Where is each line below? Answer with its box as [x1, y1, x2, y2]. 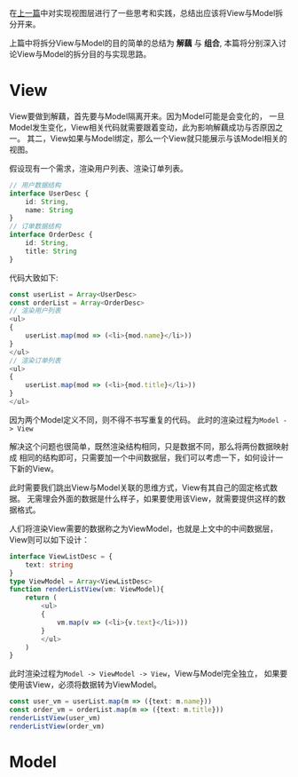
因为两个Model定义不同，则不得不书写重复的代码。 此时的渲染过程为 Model [9, 414, 279, 424]
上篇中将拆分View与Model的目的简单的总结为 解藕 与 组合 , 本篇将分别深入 [9, 38, 279, 48]
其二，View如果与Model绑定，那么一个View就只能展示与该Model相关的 [26, 132, 288, 144]
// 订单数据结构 [9, 222, 61, 231]
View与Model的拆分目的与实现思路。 [16, 49, 152, 59]
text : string [25, 560, 74, 569]
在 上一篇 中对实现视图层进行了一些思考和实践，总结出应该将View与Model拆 [9, 8, 284, 18]
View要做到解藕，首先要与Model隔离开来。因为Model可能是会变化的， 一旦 [9, 110, 286, 122]
